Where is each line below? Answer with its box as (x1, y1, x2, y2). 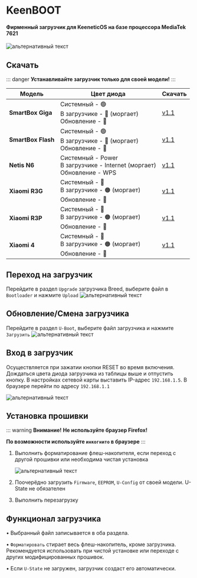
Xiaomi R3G (9, 187, 43, 195)
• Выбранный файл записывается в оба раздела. (6, 529, 129, 537)
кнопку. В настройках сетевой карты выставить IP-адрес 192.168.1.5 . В (6, 376, 188, 383)
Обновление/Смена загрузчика (6, 309, 130, 319)
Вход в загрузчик (6, 348, 74, 358)
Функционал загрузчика (6, 514, 101, 524)
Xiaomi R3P (9, 214, 42, 222)
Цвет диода (90, 90, 126, 98)
